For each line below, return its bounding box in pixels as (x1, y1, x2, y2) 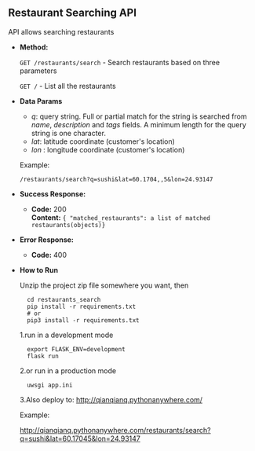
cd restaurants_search (27, 295, 101, 303)
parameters (19, 66, 57, 75)
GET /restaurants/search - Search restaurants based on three (19, 57, 220, 67)
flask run (27, 352, 59, 360)
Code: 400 (31, 250, 67, 259)
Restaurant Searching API (8, 6, 137, 20)
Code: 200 (31, 204, 67, 214)
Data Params (19, 96, 63, 105)
